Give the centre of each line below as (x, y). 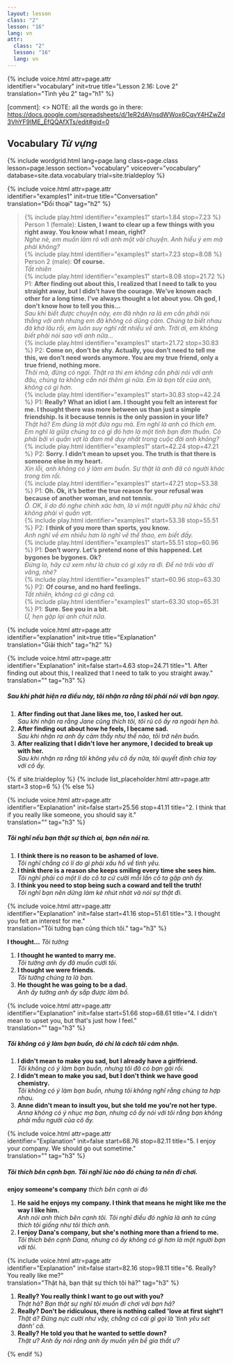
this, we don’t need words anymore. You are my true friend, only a (121, 357)
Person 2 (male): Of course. (65, 261)
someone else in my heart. (63, 461)
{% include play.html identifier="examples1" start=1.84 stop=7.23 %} (122, 217)
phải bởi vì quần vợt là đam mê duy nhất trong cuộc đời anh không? (122, 438)
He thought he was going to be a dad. (72, 985)
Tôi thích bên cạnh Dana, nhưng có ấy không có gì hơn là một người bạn (121, 1240)
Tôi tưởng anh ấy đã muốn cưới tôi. (67, 962)
